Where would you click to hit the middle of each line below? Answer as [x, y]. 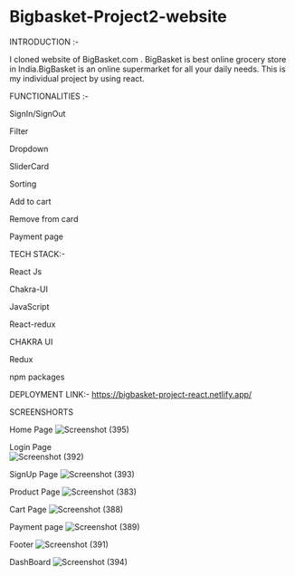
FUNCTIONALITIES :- [49, 96]
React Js [26, 271]
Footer [22, 544]
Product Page [35, 492]
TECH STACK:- [38, 254]
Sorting [23, 184]
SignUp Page [34, 474]
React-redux [33, 324]
